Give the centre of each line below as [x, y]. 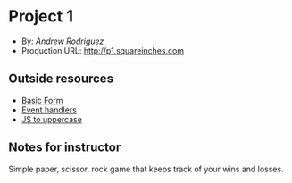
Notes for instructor [65, 148]
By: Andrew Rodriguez [63, 41]
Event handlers [49, 110]
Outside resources [61, 79]
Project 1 [41, 17]
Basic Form [42, 100]
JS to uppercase [51, 119]
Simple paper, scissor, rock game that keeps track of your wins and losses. [146, 169]
